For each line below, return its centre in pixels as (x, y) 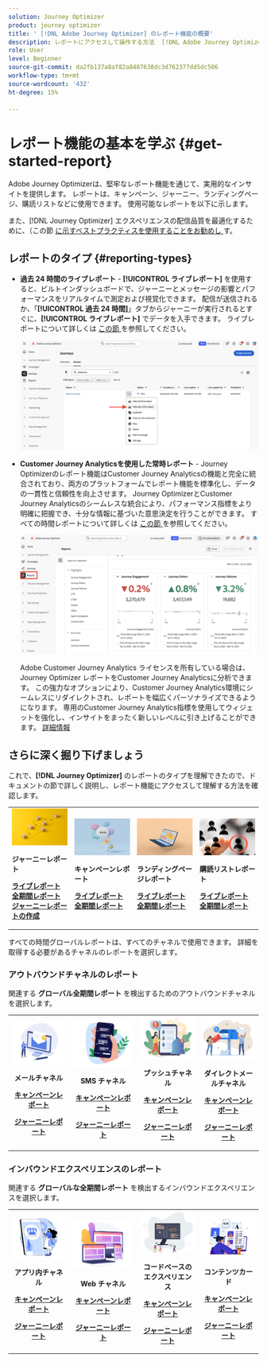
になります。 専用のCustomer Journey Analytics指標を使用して (123, 707)
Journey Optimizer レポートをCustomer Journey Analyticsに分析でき (132, 678)
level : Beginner (35, 59)
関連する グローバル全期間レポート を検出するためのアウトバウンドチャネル (132, 994)
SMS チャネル (103, 1081)
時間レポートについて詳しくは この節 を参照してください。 (136, 523)
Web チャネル (103, 1284)
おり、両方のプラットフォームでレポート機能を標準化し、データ (151, 483)
